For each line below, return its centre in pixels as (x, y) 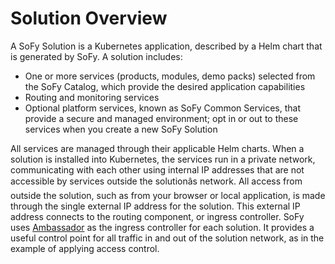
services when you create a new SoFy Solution (121, 129)
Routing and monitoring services (92, 97)
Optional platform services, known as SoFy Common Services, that (163, 108)
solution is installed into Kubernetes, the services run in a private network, (163, 159)
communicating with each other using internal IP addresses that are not (157, 169)
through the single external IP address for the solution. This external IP (155, 206)
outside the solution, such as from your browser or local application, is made (168, 195)
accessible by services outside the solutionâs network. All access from (156, 181)
